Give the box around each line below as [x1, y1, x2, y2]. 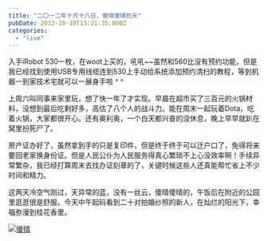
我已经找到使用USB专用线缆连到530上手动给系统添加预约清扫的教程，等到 [8, 67, 253, 77]
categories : [8, 26, 48, 34]
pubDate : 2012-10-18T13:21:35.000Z [8, 19, 127, 27]
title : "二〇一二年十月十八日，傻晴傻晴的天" [8, 11, 142, 20]
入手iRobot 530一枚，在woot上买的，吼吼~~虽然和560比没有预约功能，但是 [8, 57, 258, 66]
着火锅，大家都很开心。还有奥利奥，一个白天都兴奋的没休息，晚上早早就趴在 [8, 113, 260, 124]
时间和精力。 [8, 171, 50, 180]
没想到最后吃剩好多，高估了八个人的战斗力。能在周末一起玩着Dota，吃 [22, 104, 255, 113]
